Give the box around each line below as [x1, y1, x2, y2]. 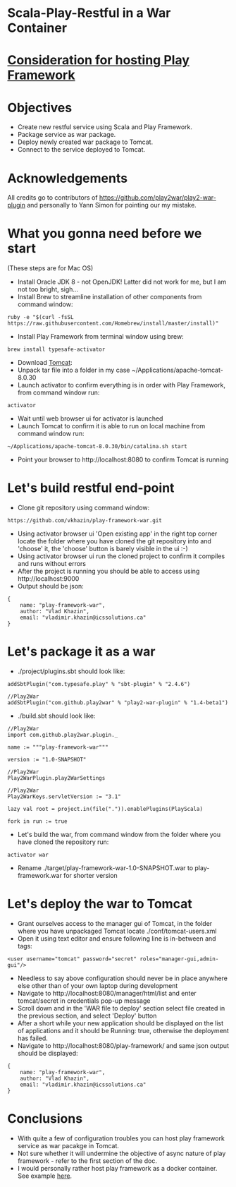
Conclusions [7, 1111, 83, 1127]
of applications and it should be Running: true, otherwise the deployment [17, 1027, 229, 1035]
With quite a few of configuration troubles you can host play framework [17, 1134, 225, 1143]
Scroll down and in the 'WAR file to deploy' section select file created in [17, 1004, 225, 1012]
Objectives [7, 100, 73, 116]
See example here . [17, 1171, 73, 1180]
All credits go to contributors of [7, 193, 98, 202]
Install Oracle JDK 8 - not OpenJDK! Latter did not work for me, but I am [17, 277, 227, 287]
